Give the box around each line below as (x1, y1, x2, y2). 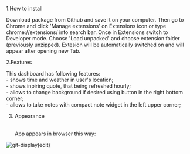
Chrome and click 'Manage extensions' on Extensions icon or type (6, 23, 167, 29)
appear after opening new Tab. (6, 47, 81, 54)
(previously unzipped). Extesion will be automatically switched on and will (6, 41, 184, 48)
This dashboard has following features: (6, 70, 101, 77)
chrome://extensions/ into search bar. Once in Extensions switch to (6, 29, 168, 36)
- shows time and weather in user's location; (6, 76, 114, 83)
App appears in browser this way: (14, 130, 96, 137)
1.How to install (6, 5, 43, 12)
